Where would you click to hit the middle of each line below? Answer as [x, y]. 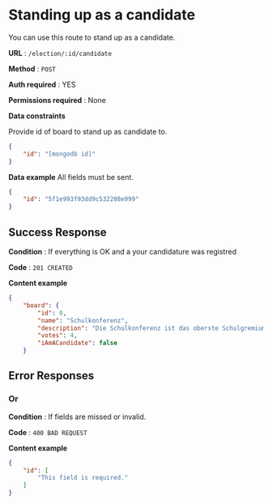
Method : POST [32, 68]
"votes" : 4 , [58, 335]
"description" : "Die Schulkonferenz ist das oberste [128, 328]
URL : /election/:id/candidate [60, 53]
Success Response [57, 232]
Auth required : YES [42, 84]
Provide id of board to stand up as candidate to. [88, 131]
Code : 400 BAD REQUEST [48, 432]
